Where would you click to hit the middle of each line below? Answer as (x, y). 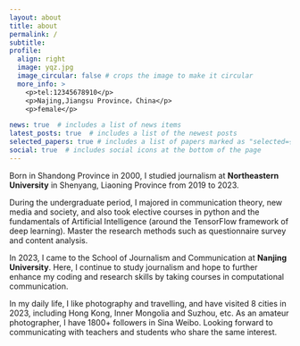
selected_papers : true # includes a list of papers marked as (127, 142)
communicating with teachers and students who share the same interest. (143, 332)
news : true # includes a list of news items (95, 125)
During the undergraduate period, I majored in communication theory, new (146, 202)
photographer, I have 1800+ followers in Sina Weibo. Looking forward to (142, 322)
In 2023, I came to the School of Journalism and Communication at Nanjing (148, 257)
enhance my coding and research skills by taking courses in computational (146, 276)
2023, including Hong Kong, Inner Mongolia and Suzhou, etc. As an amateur (149, 313)
